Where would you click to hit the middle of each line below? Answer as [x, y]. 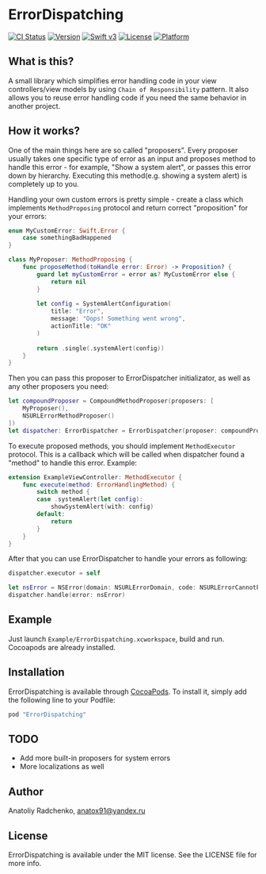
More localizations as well [62, 767]
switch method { [63, 492]
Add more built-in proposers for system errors [95, 758]
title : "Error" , [77, 311]
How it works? [44, 131]
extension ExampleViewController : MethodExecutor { [95, 477]
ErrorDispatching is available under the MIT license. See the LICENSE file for [133, 855]
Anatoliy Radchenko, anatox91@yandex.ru [77, 810]
